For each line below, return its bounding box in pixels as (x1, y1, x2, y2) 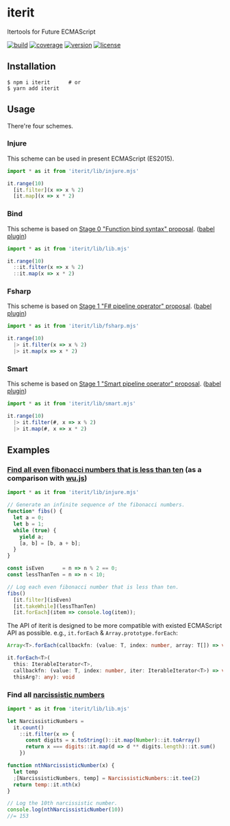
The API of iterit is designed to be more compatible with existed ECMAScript (7, 622, 222, 630)
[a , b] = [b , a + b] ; (19, 540, 81, 547)
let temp (13, 768, 38, 775)
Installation (7, 60, 56, 73)
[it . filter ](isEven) (13, 596, 72, 603)
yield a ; (19, 533, 44, 540)
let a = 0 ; (13, 515, 44, 521)
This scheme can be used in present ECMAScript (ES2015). (7, 154, 175, 163)
